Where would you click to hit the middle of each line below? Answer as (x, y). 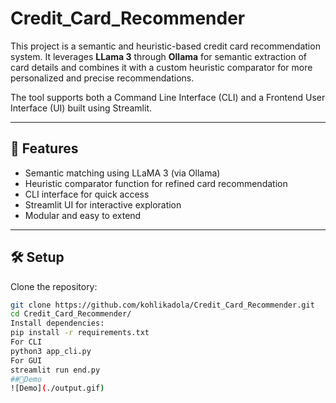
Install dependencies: (57, 323)
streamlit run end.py (55, 370)
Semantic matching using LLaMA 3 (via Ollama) (122, 173)
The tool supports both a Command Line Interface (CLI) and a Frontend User (168, 97)
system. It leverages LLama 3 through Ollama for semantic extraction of (158, 56)
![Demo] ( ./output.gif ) (57, 388)
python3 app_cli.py (51, 351)
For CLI (26, 342)
